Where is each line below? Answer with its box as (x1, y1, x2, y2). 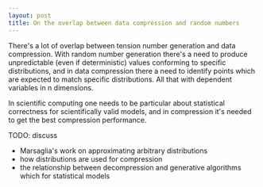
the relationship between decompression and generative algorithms (19, 162, 242, 172)
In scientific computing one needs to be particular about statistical (8, 98, 225, 108)
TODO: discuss (8, 130, 58, 139)
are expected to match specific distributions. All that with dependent (8, 74, 233, 84)
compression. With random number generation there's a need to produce (8, 49, 248, 59)
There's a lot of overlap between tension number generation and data (8, 40, 236, 50)
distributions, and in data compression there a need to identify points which (8, 66, 256, 75)
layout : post (8, 11, 52, 20)
